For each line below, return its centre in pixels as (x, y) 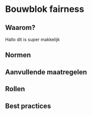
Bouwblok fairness (45, 9)
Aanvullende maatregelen (46, 72)
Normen (18, 55)
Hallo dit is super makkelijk (33, 39)
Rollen (15, 89)
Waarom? (20, 28)
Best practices (28, 106)
